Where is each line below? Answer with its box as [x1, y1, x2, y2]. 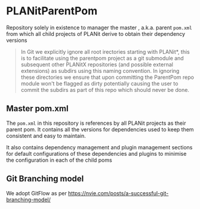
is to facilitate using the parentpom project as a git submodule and [20, 54, 184, 62]
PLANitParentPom [6, 4, 97, 18]
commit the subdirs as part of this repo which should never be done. [20, 86, 190, 93]
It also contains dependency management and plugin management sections [6, 143, 193, 150]
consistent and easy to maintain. [6, 132, 86, 139]
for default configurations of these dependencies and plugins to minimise [6, 150, 187, 157]
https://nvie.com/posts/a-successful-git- [67, 189, 169, 196]
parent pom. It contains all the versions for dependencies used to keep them [6, 125, 194, 133]
